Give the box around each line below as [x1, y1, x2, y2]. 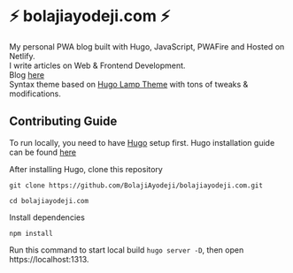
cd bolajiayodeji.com [9, 196, 89, 205]
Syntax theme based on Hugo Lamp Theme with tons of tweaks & [9, 79, 249, 89]
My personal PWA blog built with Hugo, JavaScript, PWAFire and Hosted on [9, 41, 285, 52]
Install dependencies [9, 212, 86, 223]
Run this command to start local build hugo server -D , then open [9, 244, 244, 255]
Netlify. [9, 50, 35, 61]
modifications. [9, 88, 62, 99]
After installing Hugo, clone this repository [9, 163, 164, 174]
